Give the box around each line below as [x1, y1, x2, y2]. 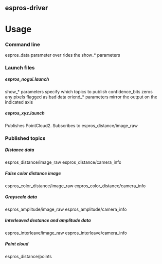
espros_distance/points [5, 253, 52, 259]
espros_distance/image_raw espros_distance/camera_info [5, 159, 122, 165]
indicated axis [5, 99, 33, 105]
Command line [5, 41, 40, 48]
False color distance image [5, 171, 61, 176]
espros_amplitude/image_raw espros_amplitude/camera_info [5, 206, 127, 212]
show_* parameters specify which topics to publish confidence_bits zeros [5, 88, 153, 94]
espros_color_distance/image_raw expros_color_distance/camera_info [5, 183, 146, 189]
